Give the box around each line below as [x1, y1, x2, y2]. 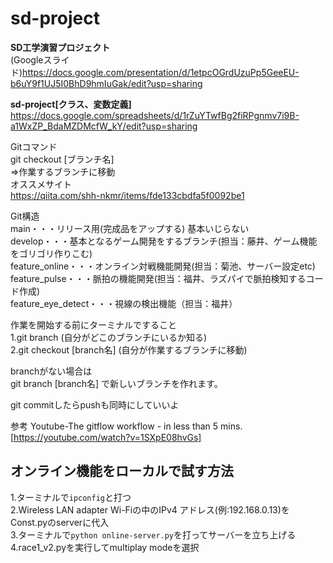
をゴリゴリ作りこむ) [10, 247, 93, 259]
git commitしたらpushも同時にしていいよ [10, 398, 180, 411]
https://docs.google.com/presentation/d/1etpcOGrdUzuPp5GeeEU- [22, 66, 300, 78]
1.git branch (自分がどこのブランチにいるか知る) [10, 331, 208, 343]
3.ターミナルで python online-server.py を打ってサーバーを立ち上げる [10, 528, 297, 541]
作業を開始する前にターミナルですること [10, 318, 177, 331]
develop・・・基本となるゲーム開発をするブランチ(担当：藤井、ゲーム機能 [10, 235, 318, 247]
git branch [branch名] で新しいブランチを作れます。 [10, 377, 223, 389]
